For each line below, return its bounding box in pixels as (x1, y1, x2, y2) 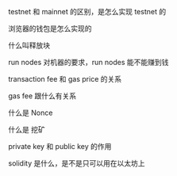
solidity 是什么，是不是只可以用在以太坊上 (8, 159, 145, 168)
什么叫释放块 (8, 40, 50, 50)
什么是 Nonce (8, 108, 53, 117)
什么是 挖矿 (8, 125, 45, 134)
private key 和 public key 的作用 (8, 142, 112, 151)
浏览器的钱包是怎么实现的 (8, 24, 92, 33)
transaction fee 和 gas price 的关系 (8, 75, 122, 83)
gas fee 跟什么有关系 (8, 91, 77, 101)
